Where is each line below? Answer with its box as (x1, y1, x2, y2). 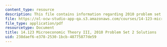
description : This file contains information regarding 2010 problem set (5, 12, 162, 17)
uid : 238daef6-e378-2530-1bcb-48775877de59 (5, 35, 97, 40)
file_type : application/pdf (5, 21, 64, 26)
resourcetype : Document (5, 25, 55, 30)
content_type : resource (5, 7, 55, 12)
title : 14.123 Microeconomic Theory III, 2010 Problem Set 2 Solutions (5, 30, 157, 35)
